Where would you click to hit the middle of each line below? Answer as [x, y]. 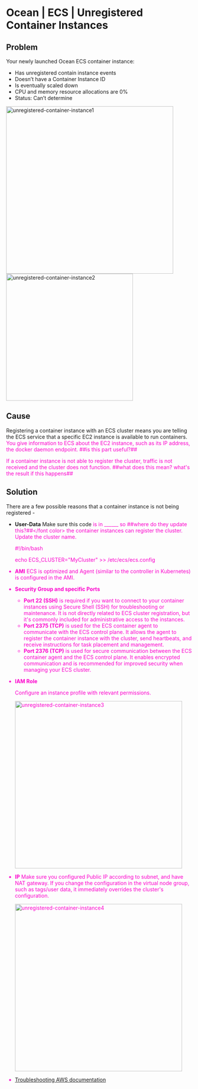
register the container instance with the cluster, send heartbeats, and [108, 638]
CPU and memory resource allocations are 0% [71, 92]
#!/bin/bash [29, 548]
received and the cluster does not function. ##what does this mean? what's [98, 467]
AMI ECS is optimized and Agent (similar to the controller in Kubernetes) [103, 571]
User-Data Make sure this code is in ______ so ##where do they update [101, 524]
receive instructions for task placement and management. [94, 644]
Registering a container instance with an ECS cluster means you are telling [97, 430]
